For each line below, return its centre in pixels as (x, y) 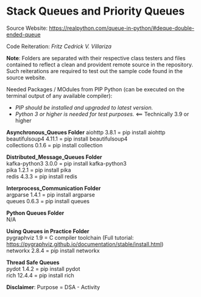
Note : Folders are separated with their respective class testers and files (96, 58)
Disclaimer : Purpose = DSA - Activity (53, 287)
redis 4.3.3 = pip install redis (42, 176)
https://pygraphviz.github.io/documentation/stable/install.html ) (85, 244)
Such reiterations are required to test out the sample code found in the (94, 71)
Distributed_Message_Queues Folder (54, 157)
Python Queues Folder (35, 213)
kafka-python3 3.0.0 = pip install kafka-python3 (66, 163)
